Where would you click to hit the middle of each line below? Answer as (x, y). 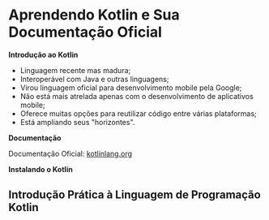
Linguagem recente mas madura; (75, 70)
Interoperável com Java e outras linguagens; (94, 79)
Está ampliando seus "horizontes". (77, 122)
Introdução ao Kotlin (43, 54)
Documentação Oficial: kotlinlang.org (70, 153)
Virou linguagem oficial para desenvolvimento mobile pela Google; (131, 88)
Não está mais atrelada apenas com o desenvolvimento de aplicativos (137, 96)
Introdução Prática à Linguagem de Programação (134, 195)
